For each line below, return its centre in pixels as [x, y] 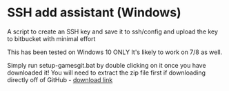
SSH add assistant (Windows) [94, 13]
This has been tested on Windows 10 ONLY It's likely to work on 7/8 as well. [115, 52]
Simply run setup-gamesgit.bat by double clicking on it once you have [107, 65]
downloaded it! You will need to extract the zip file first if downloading [106, 73]
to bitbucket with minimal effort [51, 38]
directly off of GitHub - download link [60, 79]
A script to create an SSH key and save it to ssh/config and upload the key [113, 31]
